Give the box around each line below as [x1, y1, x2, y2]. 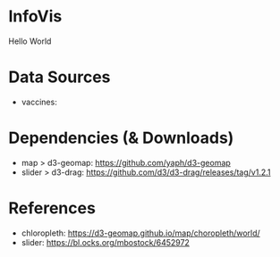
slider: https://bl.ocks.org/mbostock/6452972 [21, 236, 190, 247]
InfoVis [8, 6, 63, 27]
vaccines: [21, 96, 57, 107]
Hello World [8, 36, 52, 46]
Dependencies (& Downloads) [8, 128, 234, 148]
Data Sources [8, 67, 111, 87]
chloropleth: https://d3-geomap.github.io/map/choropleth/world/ [21, 228, 260, 238]
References [8, 198, 96, 218]
